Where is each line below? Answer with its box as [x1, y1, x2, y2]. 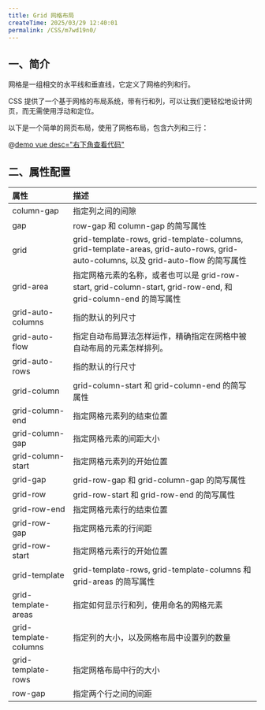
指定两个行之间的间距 [73, 689, 152, 699]
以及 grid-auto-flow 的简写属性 [129, 255, 247, 266]
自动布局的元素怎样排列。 [73, 343, 168, 353]
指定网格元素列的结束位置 [73, 411, 168, 422]
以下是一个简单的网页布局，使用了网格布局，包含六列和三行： [8, 123, 209, 132]
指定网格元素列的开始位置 [73, 456, 168, 467]
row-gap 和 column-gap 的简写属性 [73, 221, 207, 231]
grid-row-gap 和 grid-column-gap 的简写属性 [73, 474, 246, 485]
